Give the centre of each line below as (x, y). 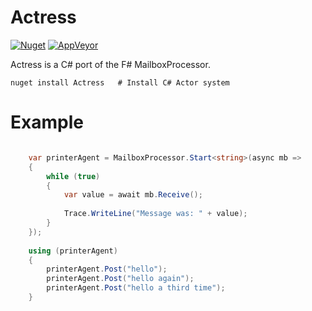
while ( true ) (73, 176)
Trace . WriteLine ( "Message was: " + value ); (155, 214)
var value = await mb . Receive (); (133, 195)
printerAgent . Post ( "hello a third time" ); (136, 288)
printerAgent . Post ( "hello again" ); (120, 279)
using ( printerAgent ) (73, 251)
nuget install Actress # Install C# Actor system (120, 82)
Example (47, 122)
